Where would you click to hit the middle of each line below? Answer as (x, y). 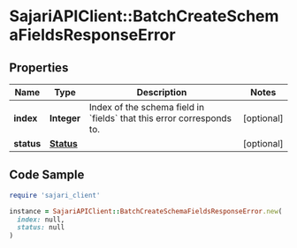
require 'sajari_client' (55, 195)
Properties (39, 68)
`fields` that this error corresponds (160, 118)
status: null (41, 228)
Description (162, 92)
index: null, (41, 219)
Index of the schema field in (147, 107)
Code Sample (47, 175)
